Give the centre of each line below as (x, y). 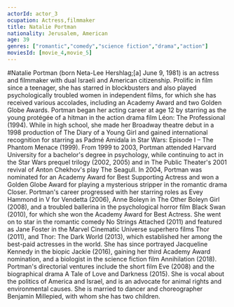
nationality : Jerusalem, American (58, 33)
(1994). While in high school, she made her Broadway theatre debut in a (111, 125)
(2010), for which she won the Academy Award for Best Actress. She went (114, 214)
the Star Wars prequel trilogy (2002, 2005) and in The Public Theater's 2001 (117, 162)
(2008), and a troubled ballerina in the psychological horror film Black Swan (117, 207)
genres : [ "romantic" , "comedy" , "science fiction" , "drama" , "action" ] (108, 46)
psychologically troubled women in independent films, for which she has (112, 95)
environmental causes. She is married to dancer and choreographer (105, 289)
